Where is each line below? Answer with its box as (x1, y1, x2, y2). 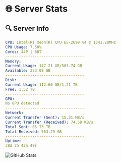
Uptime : (5, 138, 22, 144)
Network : (5, 111, 24, 116)
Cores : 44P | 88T (5, 49, 42, 55)
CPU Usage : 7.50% (5, 44, 42, 49)
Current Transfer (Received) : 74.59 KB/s (5, 120, 94, 125)
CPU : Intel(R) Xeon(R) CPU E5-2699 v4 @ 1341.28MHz (5, 40, 116, 45)
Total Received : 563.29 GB (5, 129, 62, 134)
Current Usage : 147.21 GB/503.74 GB (5, 64, 82, 69)
